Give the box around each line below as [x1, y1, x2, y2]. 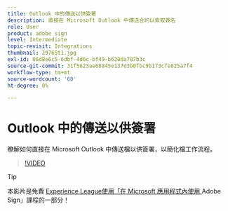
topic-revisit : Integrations [7, 43, 93, 50]
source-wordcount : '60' [7, 75, 77, 83]
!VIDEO [24, 159, 46, 168]
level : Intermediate [7, 36, 68, 43]
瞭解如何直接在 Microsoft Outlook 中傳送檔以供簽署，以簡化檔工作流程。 [7, 145, 216, 154]
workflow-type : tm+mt [7, 69, 71, 76]
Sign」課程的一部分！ [7, 196, 70, 204]
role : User [7, 23, 39, 30]
